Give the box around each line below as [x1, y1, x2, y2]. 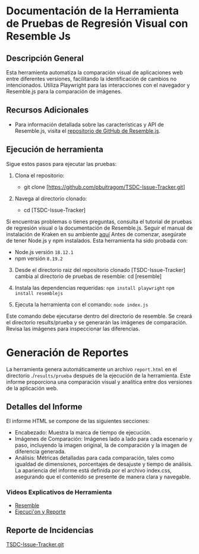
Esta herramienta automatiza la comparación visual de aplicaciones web [6, 69, 183, 76]
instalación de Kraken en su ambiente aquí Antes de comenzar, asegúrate [6, 230, 187, 237]
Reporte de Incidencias [6, 525, 94, 536]
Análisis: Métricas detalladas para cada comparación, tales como [14, 454, 175, 462]
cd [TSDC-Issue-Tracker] [23, 206, 86, 214]
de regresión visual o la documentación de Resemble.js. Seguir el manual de [6, 224, 193, 231]
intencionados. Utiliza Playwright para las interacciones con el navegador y [6, 82, 190, 89]
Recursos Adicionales [6, 105, 89, 115]
